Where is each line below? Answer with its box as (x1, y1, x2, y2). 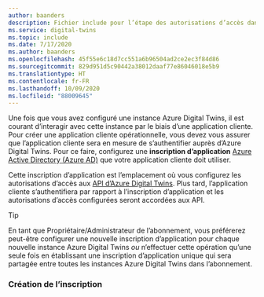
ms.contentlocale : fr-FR (8, 77, 90, 85)
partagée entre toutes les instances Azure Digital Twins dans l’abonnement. (8, 259, 253, 269)
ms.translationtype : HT (8, 70, 86, 78)
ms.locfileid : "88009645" (8, 92, 93, 100)
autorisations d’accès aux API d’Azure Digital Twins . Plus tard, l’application (8, 178, 248, 189)
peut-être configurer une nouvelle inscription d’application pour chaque (8, 234, 240, 244)
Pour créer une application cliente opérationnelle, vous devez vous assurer (8, 130, 251, 140)
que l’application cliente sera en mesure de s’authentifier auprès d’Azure (8, 138, 242, 148)
